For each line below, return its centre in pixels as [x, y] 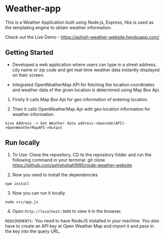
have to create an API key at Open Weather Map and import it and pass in [80, 226]
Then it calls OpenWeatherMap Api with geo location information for [81, 109]
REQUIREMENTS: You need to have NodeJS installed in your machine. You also [82, 221]
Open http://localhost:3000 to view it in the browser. [67, 211]
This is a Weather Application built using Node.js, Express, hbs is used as [79, 22]
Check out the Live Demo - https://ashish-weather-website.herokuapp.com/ [82, 37]
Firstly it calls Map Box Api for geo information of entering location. [80, 99]
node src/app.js [22, 202]
